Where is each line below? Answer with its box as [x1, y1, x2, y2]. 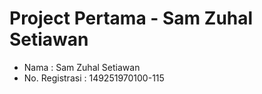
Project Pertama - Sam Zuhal [9, 7, 254, 30]
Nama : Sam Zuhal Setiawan [23, 61, 141, 73]
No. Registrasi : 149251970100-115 [23, 72, 165, 84]
